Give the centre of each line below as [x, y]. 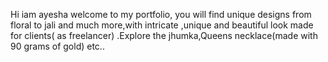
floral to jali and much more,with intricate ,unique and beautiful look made [162, 25]
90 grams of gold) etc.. [57, 46]
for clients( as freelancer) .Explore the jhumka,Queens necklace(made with [164, 35]
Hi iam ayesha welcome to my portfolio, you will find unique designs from [161, 14]
